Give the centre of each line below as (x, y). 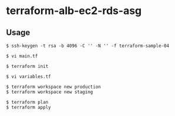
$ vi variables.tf (28, 77)
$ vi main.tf (22, 56)
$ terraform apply (28, 107)
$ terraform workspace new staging (50, 92)
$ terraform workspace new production (53, 87)
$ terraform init (27, 66)
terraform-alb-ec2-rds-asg (74, 11)
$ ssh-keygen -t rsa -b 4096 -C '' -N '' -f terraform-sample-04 (87, 46)
